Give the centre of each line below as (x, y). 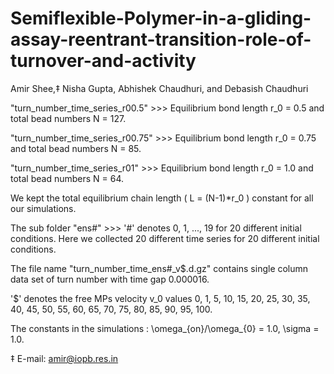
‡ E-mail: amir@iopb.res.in (64, 358)
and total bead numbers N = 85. (76, 148)
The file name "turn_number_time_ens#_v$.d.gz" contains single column (159, 268)
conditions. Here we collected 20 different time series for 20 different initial (165, 238)
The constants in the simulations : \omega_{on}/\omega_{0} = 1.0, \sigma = (165, 328)
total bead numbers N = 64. (67, 178)
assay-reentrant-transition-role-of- (161, 39)
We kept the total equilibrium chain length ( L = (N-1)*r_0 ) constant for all (162, 198)
